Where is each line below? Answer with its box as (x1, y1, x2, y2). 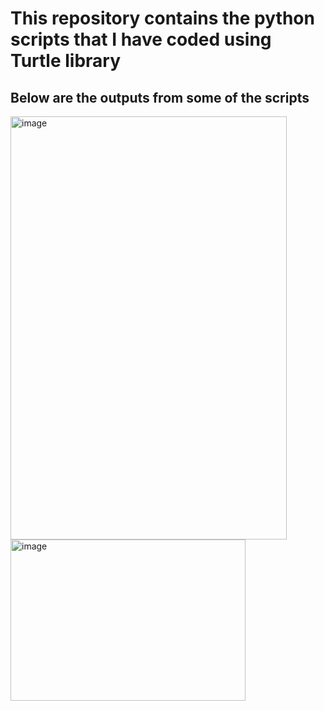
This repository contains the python (10, 7, 315, 30)
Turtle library (10, 50, 122, 72)
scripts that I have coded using (10, 28, 272, 51)
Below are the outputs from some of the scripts (10, 89, 310, 106)
